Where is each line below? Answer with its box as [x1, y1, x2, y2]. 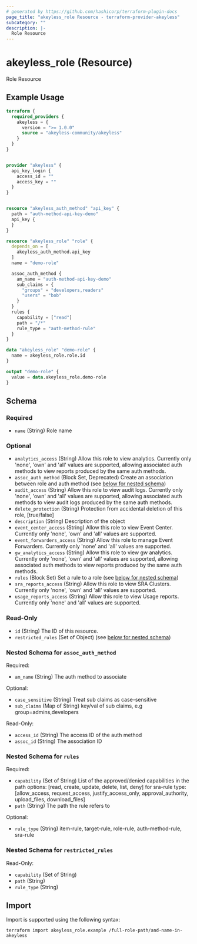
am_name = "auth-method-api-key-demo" [16, 276, 112, 282]
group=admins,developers [14, 709, 79, 716]
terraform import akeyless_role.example [6, 927, 107, 933]
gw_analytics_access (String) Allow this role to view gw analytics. [14, 549, 172, 556]
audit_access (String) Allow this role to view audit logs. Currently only [14, 486, 183, 494]
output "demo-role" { [6, 369, 59, 374]
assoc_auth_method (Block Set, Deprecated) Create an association [14, 474, 173, 481]
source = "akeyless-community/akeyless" [21, 130, 122, 136]
